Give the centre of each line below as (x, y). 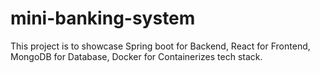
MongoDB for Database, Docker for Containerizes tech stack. (136, 56)
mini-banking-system (103, 18)
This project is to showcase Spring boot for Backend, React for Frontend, (160, 46)
